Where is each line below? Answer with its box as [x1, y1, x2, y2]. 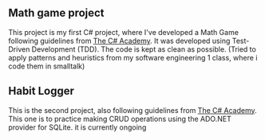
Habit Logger [8, 84, 74, 98]
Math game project [8, 6, 105, 20]
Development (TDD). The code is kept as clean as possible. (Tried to [31, 44, 257, 54]
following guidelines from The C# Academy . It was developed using [8, 36, 231, 45]
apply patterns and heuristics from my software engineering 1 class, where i [8, 52, 258, 62]
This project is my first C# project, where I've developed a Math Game [8, 27, 239, 37]
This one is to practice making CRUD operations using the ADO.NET [8, 114, 231, 123]
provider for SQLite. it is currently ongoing [8, 122, 147, 132]
